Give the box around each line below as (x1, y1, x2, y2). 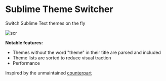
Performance (12, 60, 40, 66)
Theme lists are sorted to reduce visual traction (12, 54, 111, 61)
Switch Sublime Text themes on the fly (5, 20, 86, 26)
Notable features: (5, 39, 43, 46)
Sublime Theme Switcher (5, 4, 113, 15)
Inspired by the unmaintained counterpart (5, 69, 92, 76)
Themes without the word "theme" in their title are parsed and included (12, 49, 161, 55)
